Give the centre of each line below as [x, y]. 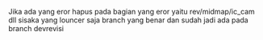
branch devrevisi [36, 28]
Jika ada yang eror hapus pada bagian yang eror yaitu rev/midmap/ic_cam [132, 12]
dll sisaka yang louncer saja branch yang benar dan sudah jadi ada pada [128, 20]
